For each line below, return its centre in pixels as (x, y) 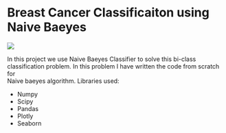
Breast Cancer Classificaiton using (108, 13)
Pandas (28, 108)
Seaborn (29, 123)
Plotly (25, 116)
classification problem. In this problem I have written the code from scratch (113, 66)
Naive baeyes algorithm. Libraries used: (63, 81)
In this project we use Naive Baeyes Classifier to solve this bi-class (102, 59)
